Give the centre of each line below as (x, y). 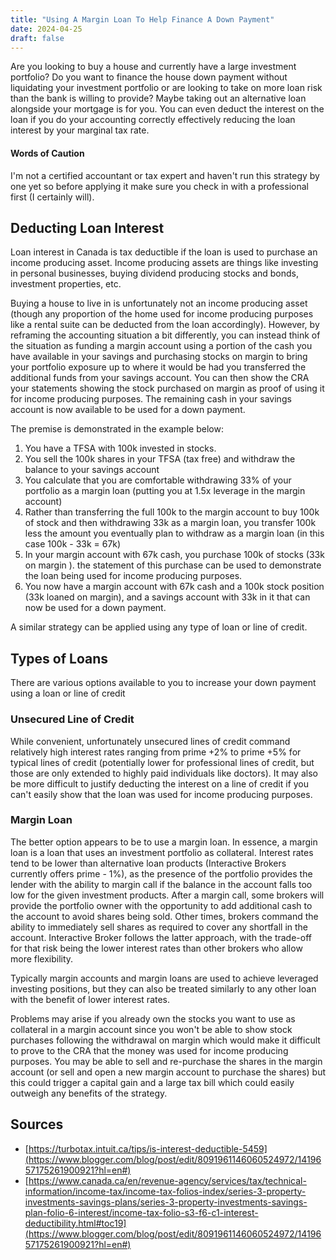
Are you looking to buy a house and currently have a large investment (153, 67)
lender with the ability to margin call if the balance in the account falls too (161, 884)
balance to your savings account (92, 470)
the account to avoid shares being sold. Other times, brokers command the (164, 916)
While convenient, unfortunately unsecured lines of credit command (150, 741)
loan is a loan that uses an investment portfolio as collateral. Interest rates (162, 852)
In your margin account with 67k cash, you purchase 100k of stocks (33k (174, 555)
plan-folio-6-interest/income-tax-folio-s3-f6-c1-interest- (141, 1212)
